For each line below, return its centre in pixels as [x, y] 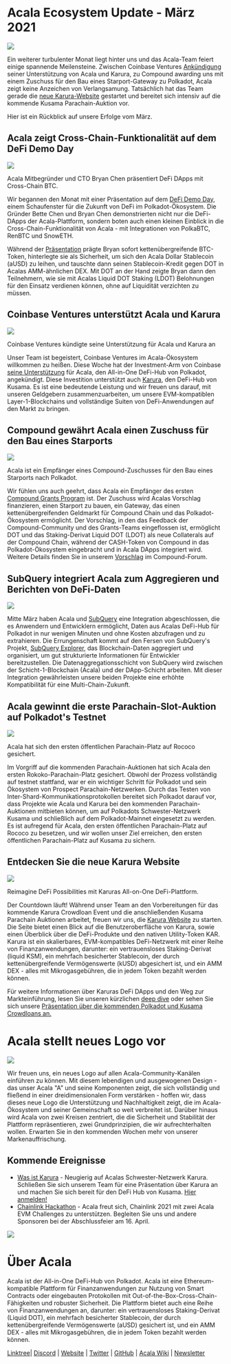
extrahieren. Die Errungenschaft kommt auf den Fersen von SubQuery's [109, 641]
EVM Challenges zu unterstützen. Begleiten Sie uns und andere [107, 1214]
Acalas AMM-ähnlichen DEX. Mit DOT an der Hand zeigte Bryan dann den [112, 271]
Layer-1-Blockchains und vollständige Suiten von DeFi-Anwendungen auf [111, 401]
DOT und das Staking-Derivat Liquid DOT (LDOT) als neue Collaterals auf [111, 535]
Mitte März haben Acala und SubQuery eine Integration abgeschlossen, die [113, 619]
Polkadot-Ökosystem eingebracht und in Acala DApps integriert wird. [105, 549]
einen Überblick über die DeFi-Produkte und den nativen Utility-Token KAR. [113, 934]
